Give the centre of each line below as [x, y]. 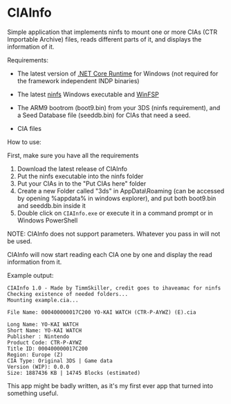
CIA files [29, 128]
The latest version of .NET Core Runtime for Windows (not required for [118, 73]
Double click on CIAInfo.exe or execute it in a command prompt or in [115, 213]
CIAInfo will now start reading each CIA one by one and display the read [110, 254]
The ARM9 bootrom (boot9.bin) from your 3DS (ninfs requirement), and [119, 107]
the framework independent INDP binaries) [78, 80]
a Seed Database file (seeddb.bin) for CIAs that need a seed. [104, 115]
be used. [20, 241]
